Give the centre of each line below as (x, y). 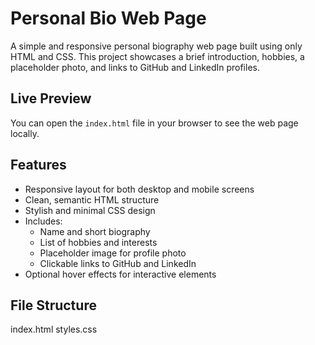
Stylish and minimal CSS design (90, 210)
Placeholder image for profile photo (113, 253)
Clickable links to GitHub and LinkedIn (118, 263)
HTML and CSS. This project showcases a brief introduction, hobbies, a (157, 56)
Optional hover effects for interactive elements (120, 274)
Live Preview (51, 98)
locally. (25, 133)
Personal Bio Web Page (108, 18)
